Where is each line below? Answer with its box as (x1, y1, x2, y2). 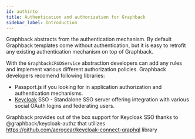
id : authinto (6, 8, 38, 15)
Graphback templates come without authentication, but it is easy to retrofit (6, 42, 186, 49)
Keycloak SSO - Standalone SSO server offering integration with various (14, 96, 189, 103)
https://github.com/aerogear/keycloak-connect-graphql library (6, 126, 157, 133)
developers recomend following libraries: (6, 72, 105, 80)
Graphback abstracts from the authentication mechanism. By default (6, 36, 172, 43)
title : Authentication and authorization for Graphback (6, 14, 146, 20)
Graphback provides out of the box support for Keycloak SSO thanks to (6, 114, 179, 121)
